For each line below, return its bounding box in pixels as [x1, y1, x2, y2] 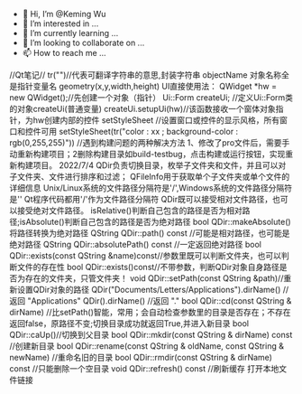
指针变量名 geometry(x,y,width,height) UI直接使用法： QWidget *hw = [16, 81, 278, 91]
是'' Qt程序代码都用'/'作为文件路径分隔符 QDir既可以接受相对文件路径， [9, 194, 273, 204]
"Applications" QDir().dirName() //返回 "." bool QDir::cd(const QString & [26, 295, 292, 306]
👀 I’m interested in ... [22, 18, 99, 29]
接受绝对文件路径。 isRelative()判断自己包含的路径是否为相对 [16, 205, 243, 216]
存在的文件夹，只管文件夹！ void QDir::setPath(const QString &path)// [24, 273, 284, 284]
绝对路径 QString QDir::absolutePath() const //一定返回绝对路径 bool [9, 239, 261, 249]
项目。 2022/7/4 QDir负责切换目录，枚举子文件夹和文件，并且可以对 [32, 160, 287, 171]
